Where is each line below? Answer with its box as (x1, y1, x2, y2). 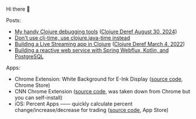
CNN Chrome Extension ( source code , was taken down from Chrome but (14, 88, 191, 94)
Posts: (6, 17, 22, 23)
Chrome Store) (14, 82, 51, 89)
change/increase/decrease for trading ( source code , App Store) (14, 107, 169, 113)
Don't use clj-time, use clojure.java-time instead (14, 34, 130, 41)
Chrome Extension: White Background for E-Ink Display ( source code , (14, 76, 183, 82)
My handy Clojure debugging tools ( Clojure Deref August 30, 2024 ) (14, 28, 177, 35)
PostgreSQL (14, 53, 44, 60)
